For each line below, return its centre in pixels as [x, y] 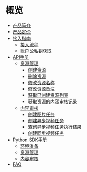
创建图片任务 [41, 114]
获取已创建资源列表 [48, 95]
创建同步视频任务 [46, 133]
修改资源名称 [41, 82]
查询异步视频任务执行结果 [55, 127]
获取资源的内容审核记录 [52, 101]
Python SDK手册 [30, 140]
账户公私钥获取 [36, 51]
